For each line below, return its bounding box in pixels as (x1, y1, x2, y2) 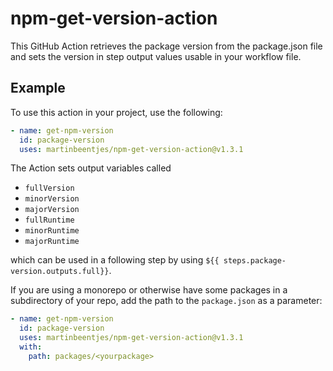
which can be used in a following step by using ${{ (10, 254, 220, 266)
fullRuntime (24, 215, 75, 226)
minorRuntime (24, 226, 80, 236)
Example (10, 80, 66, 97)
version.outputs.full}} (10, 267, 110, 277)
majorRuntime (24, 237, 80, 247)
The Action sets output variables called (10, 162, 172, 174)
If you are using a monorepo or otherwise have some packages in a (10, 284, 288, 296)
